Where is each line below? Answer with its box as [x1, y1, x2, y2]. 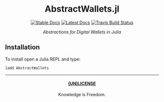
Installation [5, 43, 40, 52]
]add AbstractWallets [5, 65, 49, 70]
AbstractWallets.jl [44, 3, 120, 15]
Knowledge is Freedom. [58, 91, 106, 97]
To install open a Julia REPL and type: [5, 56, 81, 62]
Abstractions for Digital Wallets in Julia [43, 29, 121, 35]
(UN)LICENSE [68, 81, 96, 86]
